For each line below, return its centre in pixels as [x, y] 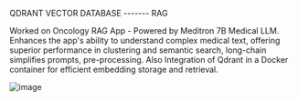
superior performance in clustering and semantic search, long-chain [138, 50]
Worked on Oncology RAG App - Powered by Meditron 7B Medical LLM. [144, 30]
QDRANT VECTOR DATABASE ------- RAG [89, 13]
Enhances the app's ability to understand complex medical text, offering [145, 40]
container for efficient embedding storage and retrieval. [114, 69]
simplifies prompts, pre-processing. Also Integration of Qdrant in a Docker [149, 60]
